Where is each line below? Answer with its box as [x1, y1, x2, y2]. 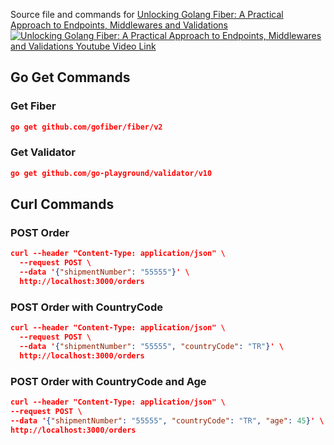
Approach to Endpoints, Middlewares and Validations [10, 19, 228, 31]
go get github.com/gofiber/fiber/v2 [10, 122, 163, 132]
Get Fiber [10, 99, 57, 113]
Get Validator [10, 145, 76, 159]
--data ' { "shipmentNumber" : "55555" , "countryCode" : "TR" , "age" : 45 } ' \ [10, 415, 325, 426]
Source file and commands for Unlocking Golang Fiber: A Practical [10, 9, 284, 20]
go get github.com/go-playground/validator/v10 [10, 168, 213, 178]
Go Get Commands [10, 69, 131, 86]
